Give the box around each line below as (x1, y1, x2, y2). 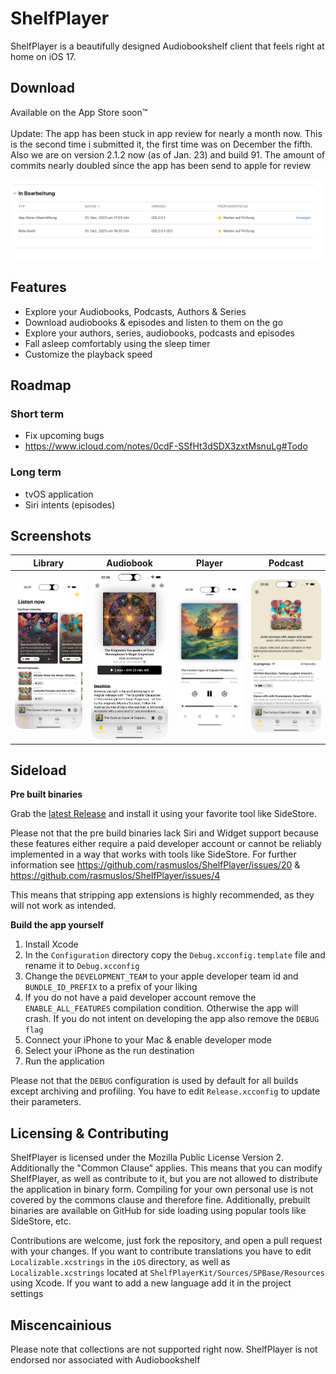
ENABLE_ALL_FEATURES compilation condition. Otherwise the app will (24, 1002, 299, 1014)
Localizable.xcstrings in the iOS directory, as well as (10, 1256, 231, 1268)
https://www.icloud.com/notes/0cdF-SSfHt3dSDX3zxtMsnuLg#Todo (24, 440, 308, 452)
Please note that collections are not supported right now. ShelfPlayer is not (10, 1343, 318, 1356)
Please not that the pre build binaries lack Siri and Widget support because (10, 827, 320, 839)
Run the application (24, 1055, 105, 1067)
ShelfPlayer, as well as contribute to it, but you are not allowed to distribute (10, 1173, 319, 1185)
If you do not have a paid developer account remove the (24, 992, 257, 1004)
